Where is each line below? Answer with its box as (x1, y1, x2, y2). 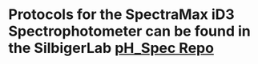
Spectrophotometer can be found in (8, 22, 251, 40)
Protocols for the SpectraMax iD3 (8, 6, 235, 24)
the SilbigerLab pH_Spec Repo (8, 40, 215, 57)
